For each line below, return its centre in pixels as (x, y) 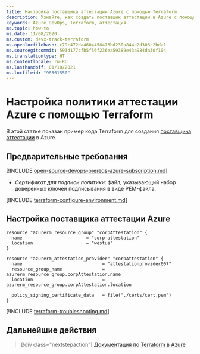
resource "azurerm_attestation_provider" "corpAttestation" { (85, 259)
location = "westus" (62, 243)
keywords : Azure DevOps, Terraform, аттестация (66, 23)
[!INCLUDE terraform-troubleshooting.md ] (58, 311)
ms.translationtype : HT (36, 56)
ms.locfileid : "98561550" (38, 73)
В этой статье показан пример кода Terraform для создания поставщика (99, 131)
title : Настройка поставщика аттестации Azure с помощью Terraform (92, 12)
